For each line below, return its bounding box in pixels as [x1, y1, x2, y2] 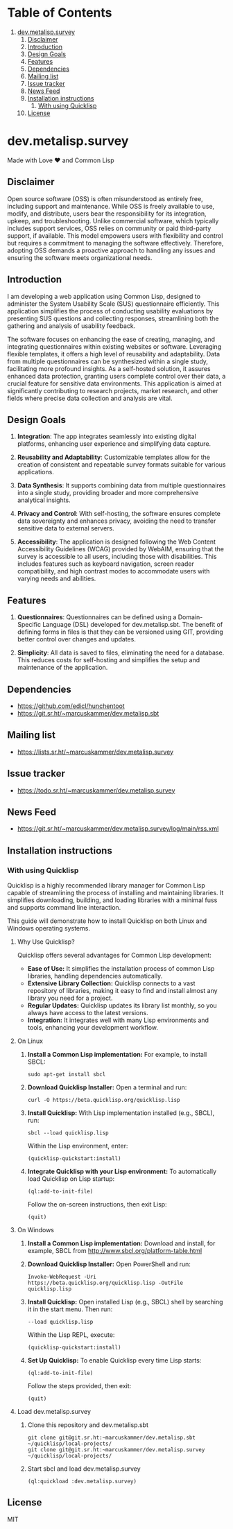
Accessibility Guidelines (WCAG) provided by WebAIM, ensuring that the [17, 545, 224, 553]
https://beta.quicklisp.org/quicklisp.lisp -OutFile [27, 1279, 184, 1287]
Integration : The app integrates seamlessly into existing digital [17, 432, 196, 441]
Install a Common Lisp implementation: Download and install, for [27, 1239, 216, 1247]
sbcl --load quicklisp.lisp [27, 1130, 109, 1137]
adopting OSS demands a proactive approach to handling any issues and [7, 246, 216, 254]
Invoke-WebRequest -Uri [27, 1274, 97, 1281]
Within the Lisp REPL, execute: [27, 1331, 115, 1339]
